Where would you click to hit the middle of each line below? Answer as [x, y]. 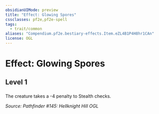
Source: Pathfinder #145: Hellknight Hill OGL [52, 106]
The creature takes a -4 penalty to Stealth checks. [58, 96]
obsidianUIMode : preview [32, 10]
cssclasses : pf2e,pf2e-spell [36, 19]
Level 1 [16, 82]
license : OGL [19, 39]
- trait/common [26, 29]
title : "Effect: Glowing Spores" [41, 15]
